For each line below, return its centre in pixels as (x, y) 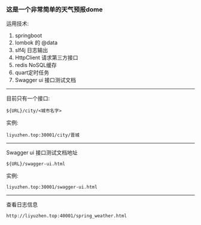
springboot (28, 36)
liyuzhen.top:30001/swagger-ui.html (52, 187)
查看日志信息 (22, 205)
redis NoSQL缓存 (36, 65)
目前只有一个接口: (28, 98)
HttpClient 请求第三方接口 (47, 57)
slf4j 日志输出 (31, 50)
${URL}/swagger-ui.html (36, 164)
